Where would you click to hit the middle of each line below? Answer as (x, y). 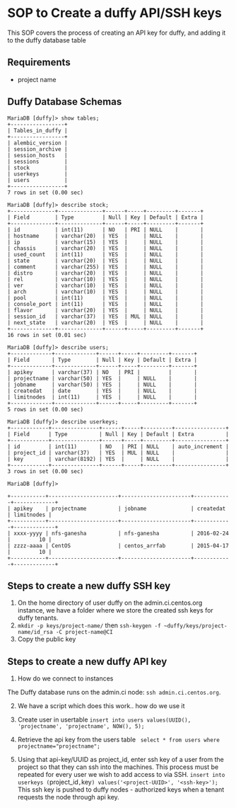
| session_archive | (38, 149)
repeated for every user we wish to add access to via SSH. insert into (121, 775)
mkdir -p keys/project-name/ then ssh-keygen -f (89, 625)
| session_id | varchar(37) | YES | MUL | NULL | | (105, 317)
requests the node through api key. (69, 797)
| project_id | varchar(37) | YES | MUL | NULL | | (118, 453)
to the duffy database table (47, 40)
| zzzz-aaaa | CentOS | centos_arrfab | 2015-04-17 (118, 546)
